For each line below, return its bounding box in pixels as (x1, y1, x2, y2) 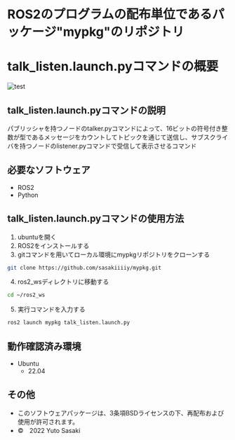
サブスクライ (191, 132, 229, 141)
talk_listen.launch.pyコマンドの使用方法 (7, 213, 184, 225)
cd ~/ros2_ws (7, 291, 46, 298)
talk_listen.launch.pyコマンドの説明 (7, 104, 166, 116)
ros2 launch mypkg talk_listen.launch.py (7, 319, 130, 326)
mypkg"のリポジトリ (62, 24, 184, 40)
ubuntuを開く (17, 233, 58, 241)
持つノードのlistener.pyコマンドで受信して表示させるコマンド (19, 142, 197, 150)
